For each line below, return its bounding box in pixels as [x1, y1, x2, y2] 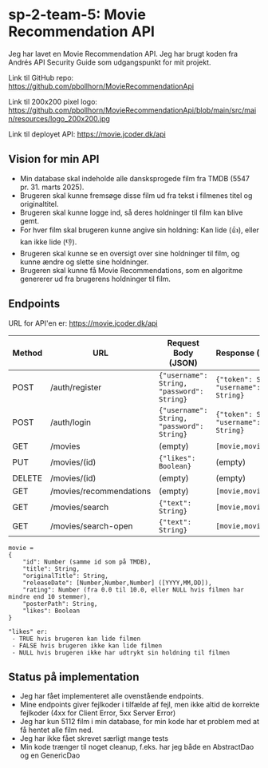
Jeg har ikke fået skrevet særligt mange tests [19, 734, 169, 743]
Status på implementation [8, 670, 140, 683]
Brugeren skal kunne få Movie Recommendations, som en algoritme [19, 265, 243, 275]
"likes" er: [8, 627, 48, 635]
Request [167, 337, 199, 348]
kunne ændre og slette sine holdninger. [19, 257, 149, 267]
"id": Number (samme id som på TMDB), [22, 557, 152, 566]
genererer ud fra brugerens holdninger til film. [19, 274, 171, 283]
